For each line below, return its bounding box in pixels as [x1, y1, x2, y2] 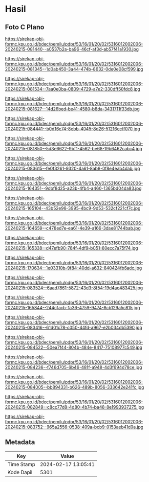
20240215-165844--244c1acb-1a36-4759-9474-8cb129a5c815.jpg [5, 305, 140, 310]
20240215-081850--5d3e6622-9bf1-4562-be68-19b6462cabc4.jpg [5, 146, 143, 151]
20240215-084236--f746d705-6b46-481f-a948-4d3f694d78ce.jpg [5, 365, 142, 370]
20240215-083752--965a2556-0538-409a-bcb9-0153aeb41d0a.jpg [5, 424, 144, 430]
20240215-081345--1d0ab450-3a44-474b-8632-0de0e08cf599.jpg [5, 66, 143, 72]
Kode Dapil [7, 469, 33, 476]
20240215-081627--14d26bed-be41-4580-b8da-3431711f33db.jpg [5, 106, 140, 112]
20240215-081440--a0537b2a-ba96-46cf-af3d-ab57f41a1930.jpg [5, 46, 139, 52]
